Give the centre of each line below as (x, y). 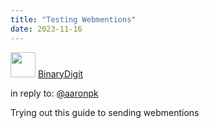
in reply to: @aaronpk (54, 93)
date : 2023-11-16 (46, 29)
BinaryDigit (60, 73)
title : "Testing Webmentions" (73, 19)
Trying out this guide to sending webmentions (105, 112)
